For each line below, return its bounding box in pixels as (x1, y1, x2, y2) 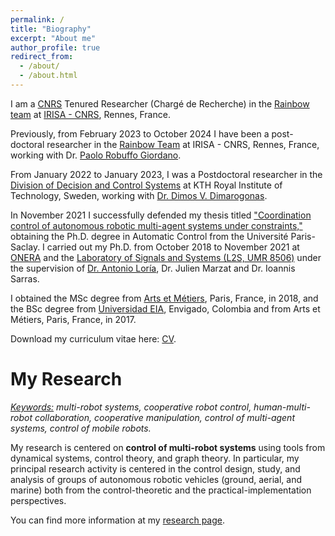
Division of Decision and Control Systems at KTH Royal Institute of (10, 179, 283, 191)
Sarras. (10, 272, 40, 285)
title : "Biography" (10, 24, 92, 34)
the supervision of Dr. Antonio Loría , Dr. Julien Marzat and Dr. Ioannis (10, 262, 296, 274)
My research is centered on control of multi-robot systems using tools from (10, 441, 326, 453)
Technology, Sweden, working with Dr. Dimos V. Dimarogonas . (10, 189, 268, 201)
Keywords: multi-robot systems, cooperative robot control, (10, 401, 252, 413)
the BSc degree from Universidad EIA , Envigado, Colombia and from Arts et (10, 302, 321, 315)
